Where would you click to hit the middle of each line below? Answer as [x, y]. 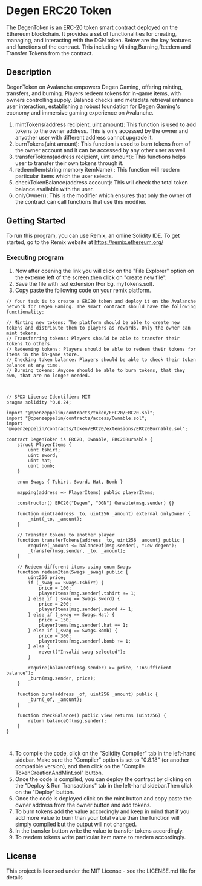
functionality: [25, 312]
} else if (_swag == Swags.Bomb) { [73, 631]
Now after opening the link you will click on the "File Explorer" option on [105, 271]
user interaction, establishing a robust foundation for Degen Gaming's [93, 106]
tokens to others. [29, 343]
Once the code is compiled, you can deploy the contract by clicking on [103, 779]
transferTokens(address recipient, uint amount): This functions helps [100, 157]
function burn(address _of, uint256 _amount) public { [88, 694]
